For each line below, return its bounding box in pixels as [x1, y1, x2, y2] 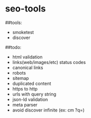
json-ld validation [12, 96, 48, 102]
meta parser [12, 101, 38, 107]
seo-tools [5, 3, 46, 14]
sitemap [12, 75, 29, 81]
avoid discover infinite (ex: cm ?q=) [12, 107, 85, 113]
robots [12, 69, 26, 75]
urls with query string [12, 91, 56, 97]
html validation [12, 53, 43, 60]
